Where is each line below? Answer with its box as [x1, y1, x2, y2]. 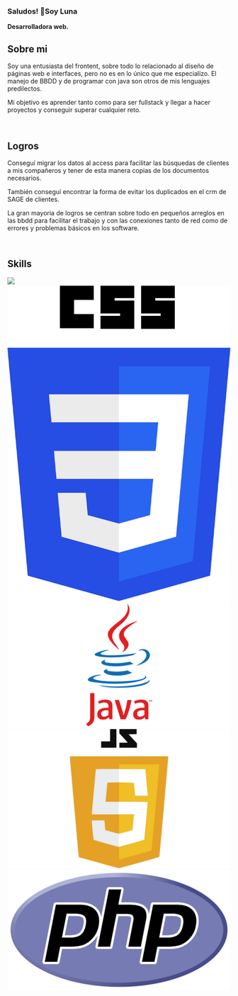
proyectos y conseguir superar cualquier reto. [7, 106, 142, 114]
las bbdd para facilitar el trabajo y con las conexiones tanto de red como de [7, 216, 228, 225]
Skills [7, 258, 32, 270]
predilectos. [7, 84, 42, 93]
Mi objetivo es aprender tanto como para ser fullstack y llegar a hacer [7, 98, 211, 107]
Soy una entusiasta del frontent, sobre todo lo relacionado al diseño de [7, 62, 214, 70]
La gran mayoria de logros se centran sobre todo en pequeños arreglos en [7, 208, 225, 217]
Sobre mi [7, 43, 48, 55]
